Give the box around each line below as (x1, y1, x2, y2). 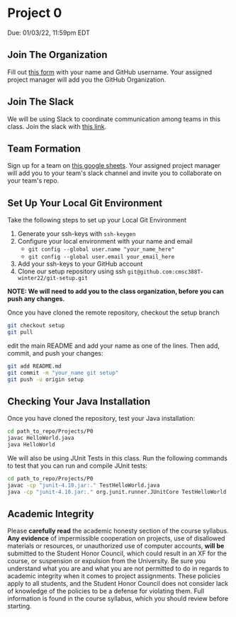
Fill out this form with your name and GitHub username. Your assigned (7, 67, 213, 76)
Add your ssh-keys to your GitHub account (17, 260, 143, 268)
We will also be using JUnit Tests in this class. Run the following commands (7, 454, 228, 462)
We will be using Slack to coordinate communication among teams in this (7, 115, 221, 123)
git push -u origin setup (7, 375, 84, 383)
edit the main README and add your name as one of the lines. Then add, (7, 341, 220, 350)
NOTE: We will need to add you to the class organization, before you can (7, 287, 225, 295)
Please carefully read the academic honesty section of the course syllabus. (7, 526, 229, 536)
